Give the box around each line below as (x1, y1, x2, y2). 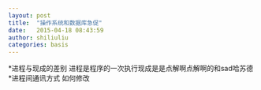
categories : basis (8, 41, 69, 49)
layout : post (8, 11, 51, 20)
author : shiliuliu (8, 33, 69, 42)
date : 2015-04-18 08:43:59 (8, 26, 104, 34)
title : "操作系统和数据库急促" (8, 19, 103, 27)
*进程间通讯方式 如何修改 (8, 73, 90, 83)
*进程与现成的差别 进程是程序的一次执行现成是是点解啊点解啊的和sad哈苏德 (8, 64, 254, 73)
